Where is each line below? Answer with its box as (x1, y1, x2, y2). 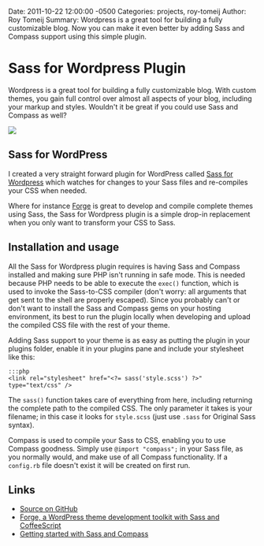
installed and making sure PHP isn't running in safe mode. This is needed (8, 269, 246, 279)
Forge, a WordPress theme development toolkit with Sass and (19, 512, 220, 522)
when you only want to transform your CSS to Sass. (8, 217, 176, 227)
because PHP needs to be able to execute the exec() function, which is (8, 278, 239, 288)
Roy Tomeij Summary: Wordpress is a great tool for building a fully (8, 15, 223, 24)
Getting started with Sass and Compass (19, 529, 149, 539)
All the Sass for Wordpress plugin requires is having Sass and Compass (8, 262, 240, 271)
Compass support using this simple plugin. (8, 32, 147, 41)
